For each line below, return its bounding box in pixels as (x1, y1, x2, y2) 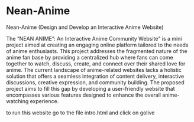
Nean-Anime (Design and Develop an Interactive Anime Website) (6, 24, 164, 31)
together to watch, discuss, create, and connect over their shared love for (6, 60, 186, 67)
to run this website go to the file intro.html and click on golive (6, 109, 155, 116)
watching (6, 97, 29, 104)
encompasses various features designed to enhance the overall (6, 91, 161, 98)
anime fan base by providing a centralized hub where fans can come (6, 54, 173, 61)
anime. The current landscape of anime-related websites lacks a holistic (6, 66, 182, 73)
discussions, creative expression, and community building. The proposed (6, 78, 185, 86)
